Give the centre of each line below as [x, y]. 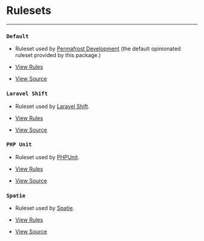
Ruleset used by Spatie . [45, 208]
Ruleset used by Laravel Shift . [52, 106]
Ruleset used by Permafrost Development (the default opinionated [98, 49]
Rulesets [29, 11]
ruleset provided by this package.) [58, 55]
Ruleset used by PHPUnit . [47, 157]
